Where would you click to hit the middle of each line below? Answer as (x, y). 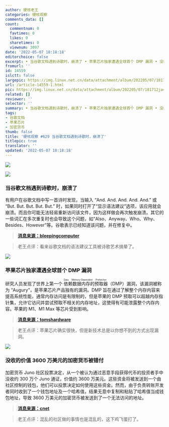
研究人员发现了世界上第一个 (34, 284)
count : (12, 24)
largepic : (16, 80)
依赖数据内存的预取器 (86, 284)
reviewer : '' (19, 99)
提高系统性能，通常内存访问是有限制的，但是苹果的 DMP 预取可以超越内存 (82, 296)
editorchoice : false (27, 57)
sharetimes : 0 (24, 43)
